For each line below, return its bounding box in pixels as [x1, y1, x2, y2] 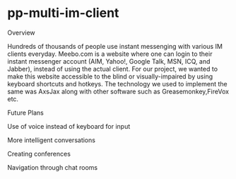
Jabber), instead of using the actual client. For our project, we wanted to [7, 64, 218, 73]
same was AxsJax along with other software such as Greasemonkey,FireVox [7, 87, 230, 96]
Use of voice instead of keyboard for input [7, 122, 131, 130]
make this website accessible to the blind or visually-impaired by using [7, 72, 213, 81]
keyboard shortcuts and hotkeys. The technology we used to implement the [7, 79, 228, 88]
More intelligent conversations [7, 136, 95, 144]
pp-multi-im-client [7, 5, 119, 21]
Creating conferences [7, 149, 71, 158]
